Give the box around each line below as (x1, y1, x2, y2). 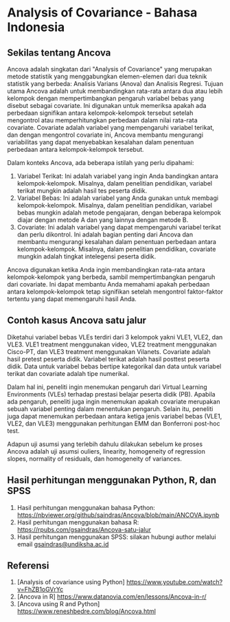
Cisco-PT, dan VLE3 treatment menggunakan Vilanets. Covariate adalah (7, 347, 211, 355)
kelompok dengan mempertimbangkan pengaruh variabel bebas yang (7, 94, 205, 102)
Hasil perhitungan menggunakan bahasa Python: (16, 503, 156, 511)
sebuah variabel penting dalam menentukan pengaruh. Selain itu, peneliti (7, 404, 214, 413)
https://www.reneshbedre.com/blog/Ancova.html (16, 607, 157, 616)
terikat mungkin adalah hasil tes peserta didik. (16, 187, 148, 195)
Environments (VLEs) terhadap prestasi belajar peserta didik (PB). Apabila (7, 390, 216, 398)
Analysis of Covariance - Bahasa (7, 5, 198, 21)
